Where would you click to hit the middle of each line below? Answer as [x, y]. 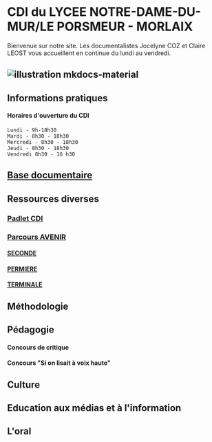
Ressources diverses [53, 199]
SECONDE [22, 253]
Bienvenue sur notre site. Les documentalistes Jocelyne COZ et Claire [106, 45]
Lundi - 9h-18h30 [32, 130]
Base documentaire [50, 175]
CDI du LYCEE [47, 12]
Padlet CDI [25, 218]
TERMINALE [25, 285]
